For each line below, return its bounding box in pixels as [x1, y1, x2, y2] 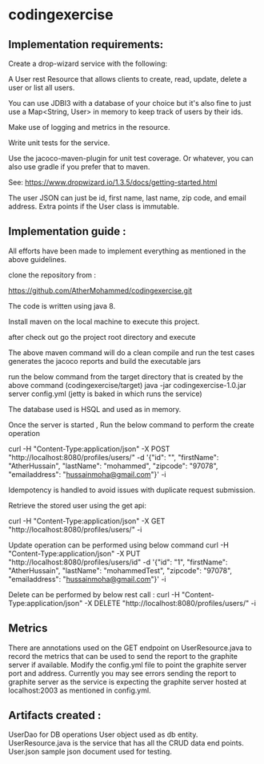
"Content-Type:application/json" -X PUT [8, 548, 142, 558]
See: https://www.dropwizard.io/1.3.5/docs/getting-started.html [8, 178, 218, 187]
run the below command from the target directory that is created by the [8, 371, 244, 382]
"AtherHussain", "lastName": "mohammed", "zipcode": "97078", [8, 461, 218, 471]
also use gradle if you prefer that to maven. [8, 162, 150, 172]
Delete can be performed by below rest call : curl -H [8, 589, 180, 599]
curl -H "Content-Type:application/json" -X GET [8, 515, 166, 526]
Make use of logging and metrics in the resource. [8, 123, 170, 131]
